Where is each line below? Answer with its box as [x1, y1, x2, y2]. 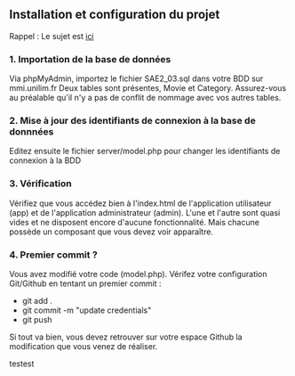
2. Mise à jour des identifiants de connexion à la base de [9, 115, 256, 127]
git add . [21, 296, 53, 306]
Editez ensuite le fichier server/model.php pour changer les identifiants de [9, 146, 281, 157]
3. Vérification [9, 177, 73, 190]
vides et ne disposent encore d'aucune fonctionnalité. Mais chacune [9, 217, 260, 227]
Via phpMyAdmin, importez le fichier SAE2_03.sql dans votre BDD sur [9, 73, 264, 84]
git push [21, 315, 52, 324]
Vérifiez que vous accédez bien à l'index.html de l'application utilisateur [9, 198, 272, 208]
